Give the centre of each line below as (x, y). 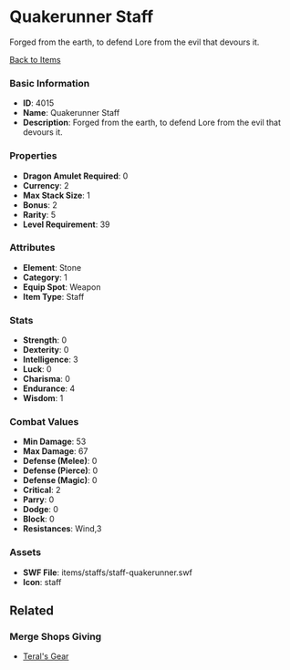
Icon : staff (42, 582)
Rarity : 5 (39, 214)
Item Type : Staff (53, 296)
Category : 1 (45, 277)
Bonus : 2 (40, 205)
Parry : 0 (38, 500)
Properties (33, 156)
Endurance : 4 (49, 388)
